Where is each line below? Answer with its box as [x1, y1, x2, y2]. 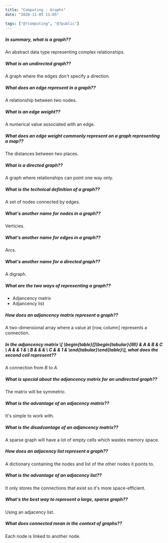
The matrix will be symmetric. [5, 388, 66, 394]
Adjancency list [12, 301, 44, 307]
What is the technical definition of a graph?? [5, 186, 100, 192]
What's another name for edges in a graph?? [5, 234, 101, 240]
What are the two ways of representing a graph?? [5, 282, 111, 288]
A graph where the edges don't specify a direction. [5, 73, 110, 79]
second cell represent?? [5, 352, 56, 358]
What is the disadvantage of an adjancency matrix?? [5, 424, 118, 430]
